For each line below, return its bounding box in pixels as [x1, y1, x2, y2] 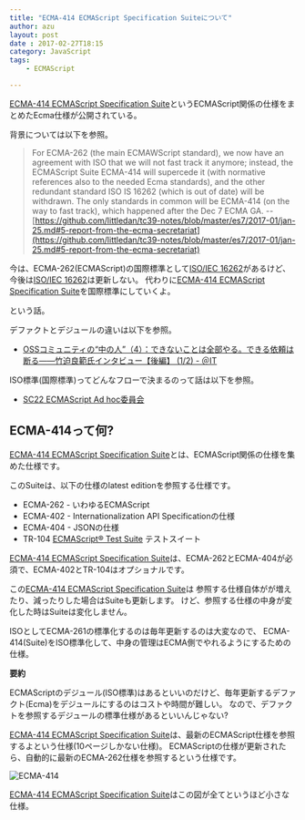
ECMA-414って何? [9, 423, 115, 438]
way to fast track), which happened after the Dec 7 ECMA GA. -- [31, 205, 274, 216]
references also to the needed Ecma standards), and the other [31, 176, 266, 187]
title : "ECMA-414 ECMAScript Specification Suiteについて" [9, 13, 232, 23]
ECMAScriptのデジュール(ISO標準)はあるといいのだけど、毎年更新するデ [9, 687, 280, 698]
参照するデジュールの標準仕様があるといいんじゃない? [25, 710, 229, 721]
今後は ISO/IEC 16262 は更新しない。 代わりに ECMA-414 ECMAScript [9, 274, 266, 285]
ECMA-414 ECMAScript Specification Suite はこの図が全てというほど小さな [9, 789, 290, 800]
